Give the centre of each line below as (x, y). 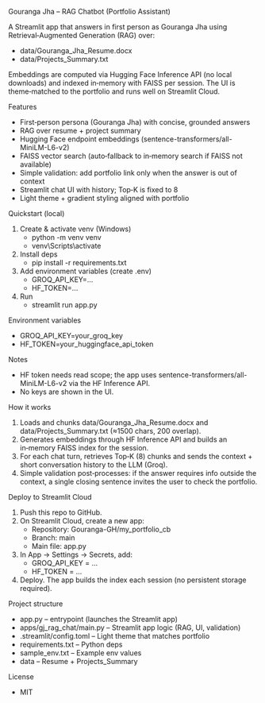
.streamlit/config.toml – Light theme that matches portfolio (115, 636)
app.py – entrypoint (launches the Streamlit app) (99, 619)
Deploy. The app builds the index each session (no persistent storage (133, 580)
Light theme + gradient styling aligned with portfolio (104, 198)
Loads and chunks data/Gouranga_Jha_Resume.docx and (114, 423)
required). (36, 588)
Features (23, 107)
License (21, 677)
